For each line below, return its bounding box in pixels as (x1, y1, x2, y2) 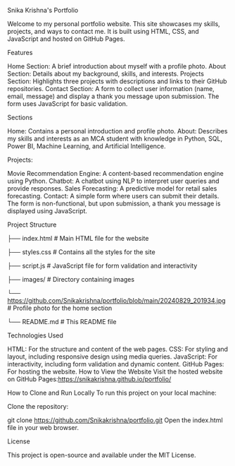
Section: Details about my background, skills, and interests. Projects (7, 70, 204, 78)
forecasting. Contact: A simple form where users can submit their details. (7, 192, 220, 200)
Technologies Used (7, 331, 63, 340)
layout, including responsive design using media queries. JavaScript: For (7, 352, 218, 361)
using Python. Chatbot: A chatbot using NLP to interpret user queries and (7, 177, 220, 185)
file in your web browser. (7, 424, 80, 431)
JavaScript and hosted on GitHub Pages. (7, 35, 125, 43)
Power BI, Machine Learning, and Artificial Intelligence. (7, 142, 167, 150)
